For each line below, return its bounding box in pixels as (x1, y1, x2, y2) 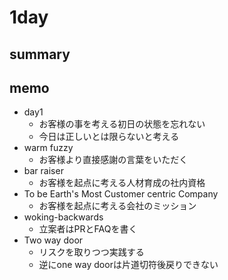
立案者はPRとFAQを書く (38, 223, 138, 235)
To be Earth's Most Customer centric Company (23, 188, 219, 200)
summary (9, 46, 71, 63)
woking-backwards (23, 211, 104, 223)
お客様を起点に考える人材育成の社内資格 (38, 177, 206, 189)
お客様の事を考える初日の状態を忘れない (38, 118, 206, 130)
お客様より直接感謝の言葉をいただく (38, 154, 189, 166)
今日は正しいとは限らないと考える (38, 131, 180, 143)
